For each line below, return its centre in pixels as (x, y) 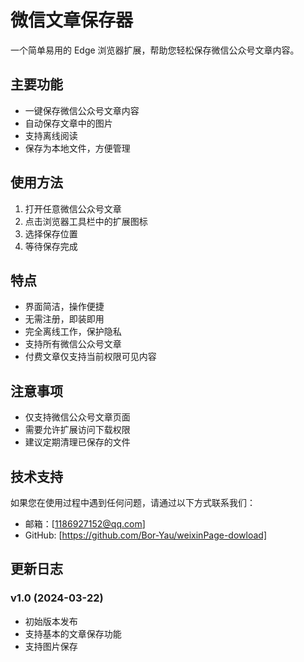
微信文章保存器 (72, 20)
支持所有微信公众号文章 (73, 344)
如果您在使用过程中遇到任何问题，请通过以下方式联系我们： (133, 502)
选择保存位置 (51, 233)
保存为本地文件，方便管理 (77, 148)
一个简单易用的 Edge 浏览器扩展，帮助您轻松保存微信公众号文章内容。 (155, 50)
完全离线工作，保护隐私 (73, 332)
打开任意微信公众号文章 (73, 208)
